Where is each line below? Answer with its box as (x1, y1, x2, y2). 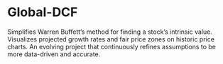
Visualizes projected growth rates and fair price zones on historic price (7, 34, 215, 43)
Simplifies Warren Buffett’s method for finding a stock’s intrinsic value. (7, 27, 213, 36)
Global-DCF (7, 4, 78, 20)
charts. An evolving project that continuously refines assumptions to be (7, 42, 217, 51)
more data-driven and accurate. (7, 50, 101, 58)
